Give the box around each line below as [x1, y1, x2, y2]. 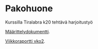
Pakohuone [5, 3, 53, 14]
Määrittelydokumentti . [5, 28, 50, 34]
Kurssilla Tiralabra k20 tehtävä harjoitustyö [5, 19, 93, 25]
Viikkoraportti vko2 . [5, 38, 46, 44]
